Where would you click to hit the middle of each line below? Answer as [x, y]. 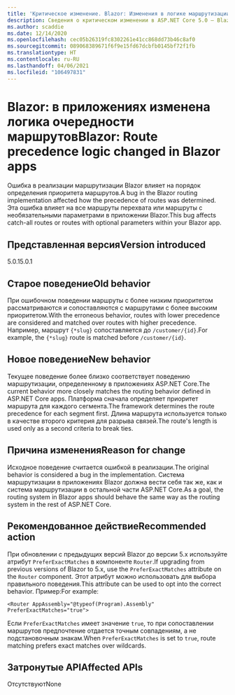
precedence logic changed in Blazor [114, 151]
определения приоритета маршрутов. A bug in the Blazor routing [102, 193]
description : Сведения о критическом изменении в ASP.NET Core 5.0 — [111, 20]
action [21, 537]
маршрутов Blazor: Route [83, 136]
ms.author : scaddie [36, 27]
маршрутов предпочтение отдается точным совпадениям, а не [102, 631]
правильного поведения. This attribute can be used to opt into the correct [114, 584]
